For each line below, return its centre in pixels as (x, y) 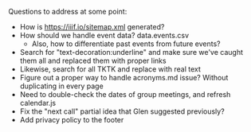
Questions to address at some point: (68, 12)
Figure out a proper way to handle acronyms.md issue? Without (124, 78)
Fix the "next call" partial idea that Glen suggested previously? (122, 111)
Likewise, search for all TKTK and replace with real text (110, 69)
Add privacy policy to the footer (72, 120)
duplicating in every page (61, 86)
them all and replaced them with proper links (93, 60)
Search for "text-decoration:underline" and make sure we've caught (131, 52)
